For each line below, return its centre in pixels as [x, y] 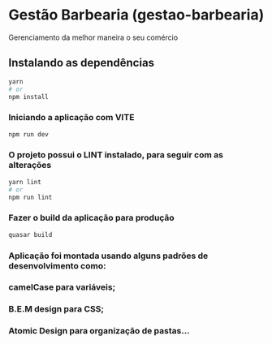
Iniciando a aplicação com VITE [71, 118]
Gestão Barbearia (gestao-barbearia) [136, 15]
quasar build [30, 234]
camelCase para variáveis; [62, 287]
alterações [30, 166]
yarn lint [25, 182]
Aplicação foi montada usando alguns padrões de [108, 256]
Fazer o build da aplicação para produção [91, 218]
